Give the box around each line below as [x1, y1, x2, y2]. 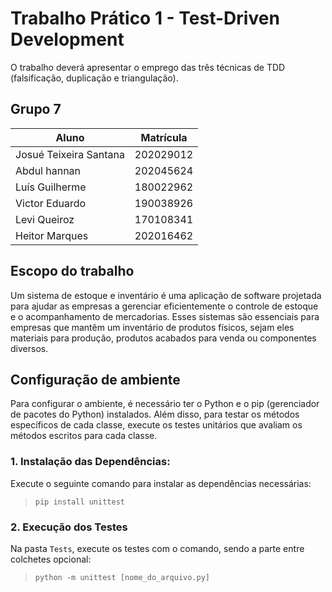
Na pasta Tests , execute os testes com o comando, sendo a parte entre [10, 542, 305, 554]
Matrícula [140, 130, 188, 144]
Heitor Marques [15, 228, 89, 242]
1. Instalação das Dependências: [10, 455, 171, 469]
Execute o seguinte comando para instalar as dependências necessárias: [10, 477, 312, 489]
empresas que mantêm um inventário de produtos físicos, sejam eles [10, 321, 295, 333]
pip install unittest [34, 497, 125, 507]
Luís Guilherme [15, 180, 87, 194]
